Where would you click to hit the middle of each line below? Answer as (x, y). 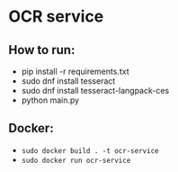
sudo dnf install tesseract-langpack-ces (95, 91)
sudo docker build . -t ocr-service (90, 150)
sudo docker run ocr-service (76, 160)
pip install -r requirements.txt (75, 71)
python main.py (50, 100)
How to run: (42, 50)
